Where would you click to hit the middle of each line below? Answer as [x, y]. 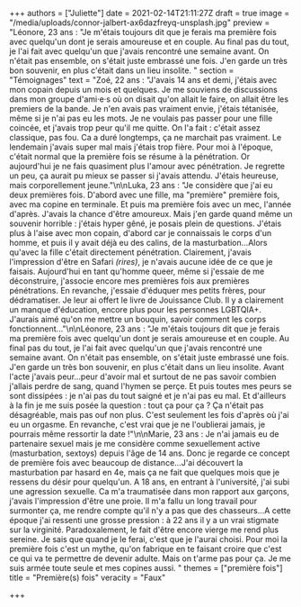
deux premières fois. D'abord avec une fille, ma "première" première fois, [145, 195]
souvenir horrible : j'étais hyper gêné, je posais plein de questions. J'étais [146, 223]
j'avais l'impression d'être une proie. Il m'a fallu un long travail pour [133, 501]
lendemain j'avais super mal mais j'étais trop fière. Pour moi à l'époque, [142, 147]
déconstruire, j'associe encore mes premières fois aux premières [129, 281]
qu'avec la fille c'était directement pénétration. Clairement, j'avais [130, 252]
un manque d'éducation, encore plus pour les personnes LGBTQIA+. [136, 309]
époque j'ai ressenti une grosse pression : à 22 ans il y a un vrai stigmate [144, 520]
